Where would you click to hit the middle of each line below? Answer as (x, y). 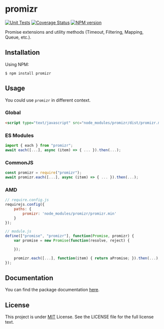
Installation (22, 53)
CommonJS (19, 162)
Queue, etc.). (18, 37)
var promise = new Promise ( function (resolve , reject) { (72, 241)
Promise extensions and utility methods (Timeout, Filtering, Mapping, (74, 32)
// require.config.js (27, 200)
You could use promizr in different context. (48, 100)
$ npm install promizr (28, 73)
